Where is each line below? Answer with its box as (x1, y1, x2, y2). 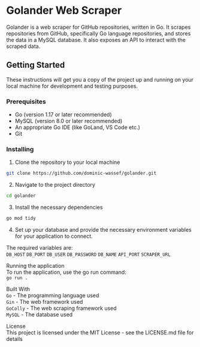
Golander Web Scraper (6, 4, 122, 17)
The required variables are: (6, 244, 73, 251)
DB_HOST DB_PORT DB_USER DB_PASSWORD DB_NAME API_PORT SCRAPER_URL (6, 252, 171, 258)
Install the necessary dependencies (14, 204, 103, 211)
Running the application (6, 262, 65, 269)
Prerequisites (6, 97, 46, 106)
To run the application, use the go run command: (6, 268, 127, 276)
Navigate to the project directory (14, 181, 96, 189)
